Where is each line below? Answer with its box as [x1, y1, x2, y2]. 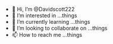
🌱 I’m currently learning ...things [11, 18, 90, 25]
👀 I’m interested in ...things [11, 12, 77, 19]
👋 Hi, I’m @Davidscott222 [11, 6, 75, 12]
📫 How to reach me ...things [11, 32, 82, 38]
